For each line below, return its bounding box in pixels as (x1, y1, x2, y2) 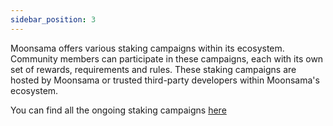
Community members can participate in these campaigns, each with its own (10, 52, 324, 65)
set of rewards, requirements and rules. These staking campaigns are (10, 63, 297, 75)
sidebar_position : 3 (10, 14, 97, 25)
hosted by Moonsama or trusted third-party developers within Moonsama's (10, 74, 320, 86)
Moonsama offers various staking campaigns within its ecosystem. (10, 42, 285, 54)
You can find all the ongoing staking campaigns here (10, 104, 227, 116)
